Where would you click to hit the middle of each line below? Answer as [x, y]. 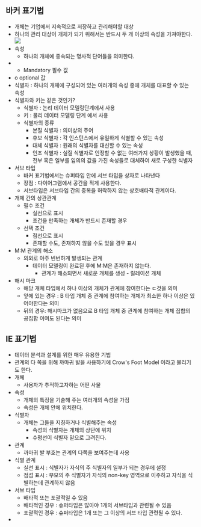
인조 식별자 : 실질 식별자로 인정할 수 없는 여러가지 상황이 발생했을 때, [113, 153]
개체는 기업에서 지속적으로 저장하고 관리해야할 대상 [74, 26]
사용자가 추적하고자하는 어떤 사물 [62, 384]
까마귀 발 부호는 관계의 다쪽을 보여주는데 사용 [76, 452]
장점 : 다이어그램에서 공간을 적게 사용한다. [72, 183]
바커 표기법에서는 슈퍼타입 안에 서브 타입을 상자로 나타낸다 [92, 175]
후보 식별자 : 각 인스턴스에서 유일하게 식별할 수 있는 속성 [98, 138]
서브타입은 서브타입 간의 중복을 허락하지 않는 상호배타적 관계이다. [100, 190]
